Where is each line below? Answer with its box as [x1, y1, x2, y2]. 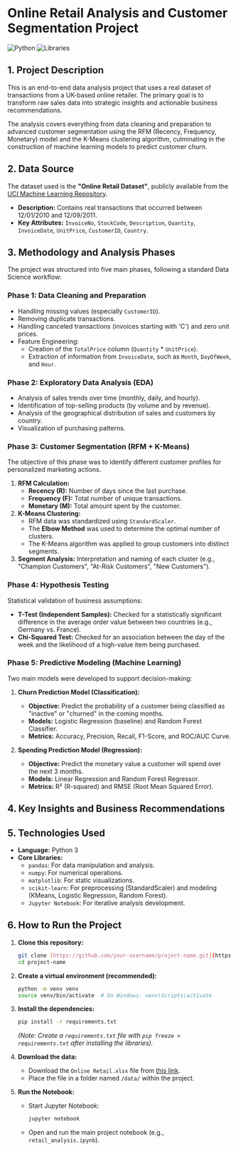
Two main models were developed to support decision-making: [7, 674, 193, 682]
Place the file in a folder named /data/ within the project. [28, 1074, 195, 1083]
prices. [17, 329, 38, 338]
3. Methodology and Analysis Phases [7, 246, 175, 258]
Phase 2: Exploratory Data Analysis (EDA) [7, 377, 154, 387]
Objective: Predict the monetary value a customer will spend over [28, 759, 222, 768]
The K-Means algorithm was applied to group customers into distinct [28, 539, 229, 548]
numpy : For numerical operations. [28, 869, 124, 877]
